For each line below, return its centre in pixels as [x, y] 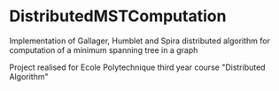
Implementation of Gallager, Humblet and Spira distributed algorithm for [139, 41]
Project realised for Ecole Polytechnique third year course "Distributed [137, 67]
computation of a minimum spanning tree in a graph [104, 49]
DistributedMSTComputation [118, 16]
